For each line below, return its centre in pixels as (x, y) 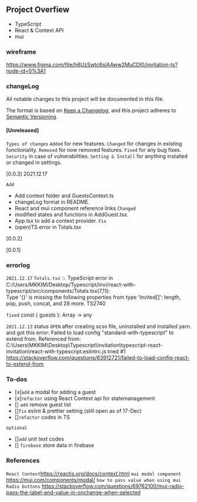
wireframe (21, 51)
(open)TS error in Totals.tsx (48, 227)
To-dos (17, 379)
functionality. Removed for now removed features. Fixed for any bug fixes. (94, 149)
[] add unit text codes (39, 439)
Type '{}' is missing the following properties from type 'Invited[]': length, (94, 297)
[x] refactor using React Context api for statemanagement (85, 399)
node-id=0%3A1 (26, 71)
